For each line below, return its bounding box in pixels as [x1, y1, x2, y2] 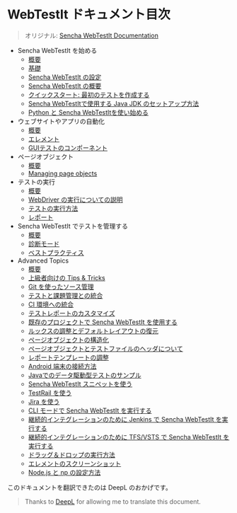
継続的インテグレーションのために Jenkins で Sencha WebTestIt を [28, 415, 223, 423]
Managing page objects [28, 169, 98, 178]
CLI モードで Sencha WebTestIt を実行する [28, 406, 152, 415]
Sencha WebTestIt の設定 [28, 72, 102, 81]
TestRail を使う [28, 388, 72, 397]
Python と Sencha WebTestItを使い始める [28, 108, 149, 117]
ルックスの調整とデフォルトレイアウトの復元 [28, 326, 159, 335]
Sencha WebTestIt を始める [17, 46, 98, 54]
